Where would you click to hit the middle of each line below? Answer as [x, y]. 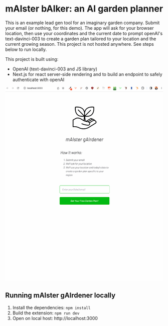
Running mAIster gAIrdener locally [60, 296]
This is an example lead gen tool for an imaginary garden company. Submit [82, 23]
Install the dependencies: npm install [51, 307]
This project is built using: [32, 59]
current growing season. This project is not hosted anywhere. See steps [79, 44]
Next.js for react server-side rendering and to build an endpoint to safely [87, 74]
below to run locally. [26, 49]
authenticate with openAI [38, 79]
